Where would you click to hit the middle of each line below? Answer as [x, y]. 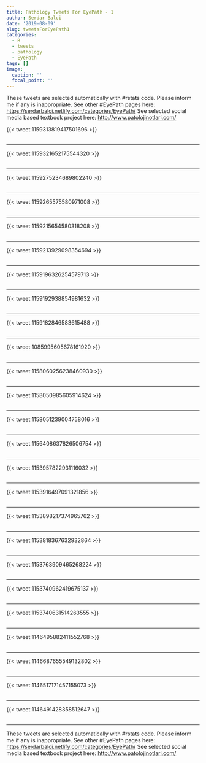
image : [15, 69]
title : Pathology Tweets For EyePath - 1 [60, 12]
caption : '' [27, 75]
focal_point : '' [32, 80]
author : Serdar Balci [34, 18]
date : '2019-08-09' [31, 23]
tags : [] [17, 63]
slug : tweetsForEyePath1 [38, 29]
